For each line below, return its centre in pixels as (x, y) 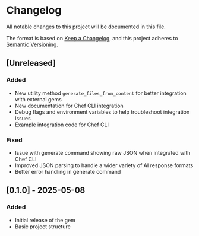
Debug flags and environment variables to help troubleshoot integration (102, 112)
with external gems (38, 99)
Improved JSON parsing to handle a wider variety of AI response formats (104, 165)
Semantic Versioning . (32, 44)
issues (23, 118)
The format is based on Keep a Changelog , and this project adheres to (92, 38)
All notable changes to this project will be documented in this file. (86, 27)
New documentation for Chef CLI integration (69, 106)
